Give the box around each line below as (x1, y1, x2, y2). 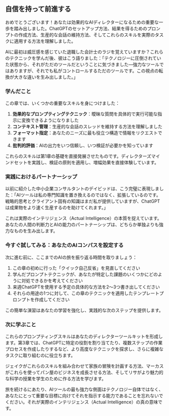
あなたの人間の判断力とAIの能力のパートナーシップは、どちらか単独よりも (5, 221, 159, 228)
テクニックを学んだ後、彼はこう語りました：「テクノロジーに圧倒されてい (9, 55, 161, 61)
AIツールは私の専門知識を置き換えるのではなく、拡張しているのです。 (16, 192, 161, 198)
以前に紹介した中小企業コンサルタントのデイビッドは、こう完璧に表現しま (5, 186, 159, 192)
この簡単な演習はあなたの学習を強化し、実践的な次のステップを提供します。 (5, 307, 163, 313)
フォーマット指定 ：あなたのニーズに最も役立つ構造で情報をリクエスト (12, 130, 158, 136)
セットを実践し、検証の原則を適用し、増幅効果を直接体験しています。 (14, 159, 159, 165)
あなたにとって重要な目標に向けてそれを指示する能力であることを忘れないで (5, 393, 163, 398)
